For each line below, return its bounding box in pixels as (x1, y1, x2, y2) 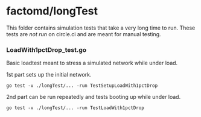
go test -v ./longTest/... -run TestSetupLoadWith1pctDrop (6, 83, 158, 89)
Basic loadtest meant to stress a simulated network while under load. (6, 59, 178, 67)
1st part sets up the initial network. (6, 71, 92, 78)
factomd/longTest (6, 4, 98, 18)
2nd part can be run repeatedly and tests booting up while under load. (6, 93, 181, 101)
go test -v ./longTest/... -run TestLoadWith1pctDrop (6, 105, 145, 111)
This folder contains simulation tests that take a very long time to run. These (6, 24, 196, 31)
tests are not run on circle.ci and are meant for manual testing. (6, 30, 161, 37)
